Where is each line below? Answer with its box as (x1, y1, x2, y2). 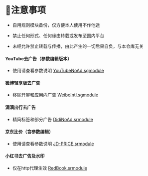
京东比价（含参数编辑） (5, 129, 53, 135)
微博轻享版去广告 (5, 80, 40, 86)
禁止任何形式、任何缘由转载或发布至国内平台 (12, 32, 105, 38)
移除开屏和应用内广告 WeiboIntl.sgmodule (12, 92, 99, 98)
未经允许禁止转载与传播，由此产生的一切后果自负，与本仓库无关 (12, 43, 144, 49)
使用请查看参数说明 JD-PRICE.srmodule (12, 141, 94, 147)
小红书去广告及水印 (5, 153, 45, 159)
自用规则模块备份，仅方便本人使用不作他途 (12, 22, 100, 28)
